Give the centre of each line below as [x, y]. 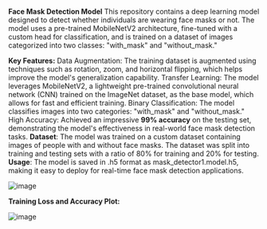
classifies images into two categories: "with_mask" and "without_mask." [127, 111]
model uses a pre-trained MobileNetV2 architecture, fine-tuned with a [123, 28]
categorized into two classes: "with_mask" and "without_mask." [113, 45]
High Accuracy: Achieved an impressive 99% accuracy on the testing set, [130, 120]
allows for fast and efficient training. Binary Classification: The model [122, 103]
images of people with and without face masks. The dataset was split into [129, 145]
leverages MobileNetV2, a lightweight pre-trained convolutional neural [124, 86]
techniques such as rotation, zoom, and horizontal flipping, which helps [126, 69]
